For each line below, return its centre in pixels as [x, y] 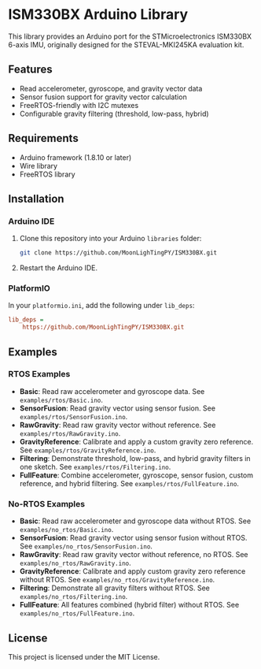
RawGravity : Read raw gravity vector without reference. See [118, 425]
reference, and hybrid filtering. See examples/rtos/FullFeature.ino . [129, 483]
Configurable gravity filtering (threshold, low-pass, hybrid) [114, 113]
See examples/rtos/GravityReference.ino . [88, 450]
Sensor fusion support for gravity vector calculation [103, 97]
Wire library [38, 165]
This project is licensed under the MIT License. [84, 656]
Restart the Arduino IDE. [59, 268]
